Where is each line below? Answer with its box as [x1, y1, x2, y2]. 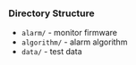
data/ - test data [21, 46, 82, 57]
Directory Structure [8, 7, 95, 20]
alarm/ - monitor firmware [21, 28, 118, 38]
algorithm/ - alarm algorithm [21, 37, 128, 47]
